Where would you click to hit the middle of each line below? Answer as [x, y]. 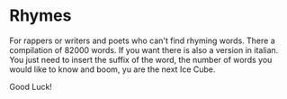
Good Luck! [31, 86]
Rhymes [40, 16]
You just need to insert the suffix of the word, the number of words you [141, 59]
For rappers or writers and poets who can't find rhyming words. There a [143, 40]
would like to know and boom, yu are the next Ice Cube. [112, 69]
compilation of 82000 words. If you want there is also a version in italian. [144, 49]
